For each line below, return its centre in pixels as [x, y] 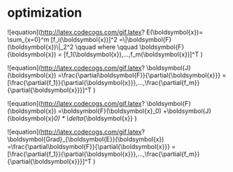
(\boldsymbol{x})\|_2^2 [41, 47]
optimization [45, 13]
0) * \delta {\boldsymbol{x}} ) [96, 118]
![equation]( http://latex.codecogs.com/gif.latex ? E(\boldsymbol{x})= [105, 32]
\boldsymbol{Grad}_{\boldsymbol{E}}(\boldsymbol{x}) [86, 139]
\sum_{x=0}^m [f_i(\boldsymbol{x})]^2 [62, 39]
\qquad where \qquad [107, 47]
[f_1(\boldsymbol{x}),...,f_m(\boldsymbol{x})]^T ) [133, 54]
